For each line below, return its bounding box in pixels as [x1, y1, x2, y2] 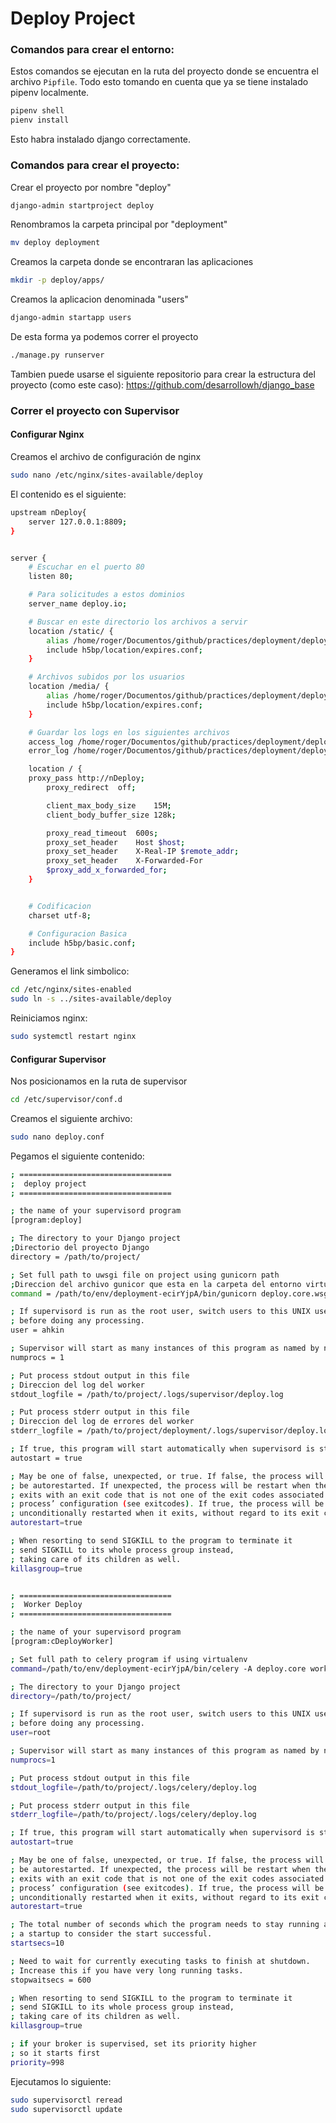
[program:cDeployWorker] [10, 1637, 114, 1647]
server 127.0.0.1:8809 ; [28, 517, 128, 527]
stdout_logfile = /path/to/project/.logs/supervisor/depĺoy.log [10, 1389, 284, 1399]
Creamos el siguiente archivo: [10, 1112, 133, 1124]
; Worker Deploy [10, 1600, 83, 1610]
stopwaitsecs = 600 [10, 1975, 92, 1985]
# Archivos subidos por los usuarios [28, 672, 186, 682]
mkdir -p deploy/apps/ [10, 275, 105, 286]
